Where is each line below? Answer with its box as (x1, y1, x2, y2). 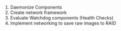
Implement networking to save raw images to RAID (10, 20, 116, 26)
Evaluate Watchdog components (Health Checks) (10, 15, 114, 20)
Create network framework (10, 9, 67, 15)
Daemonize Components (10, 4, 63, 10)
